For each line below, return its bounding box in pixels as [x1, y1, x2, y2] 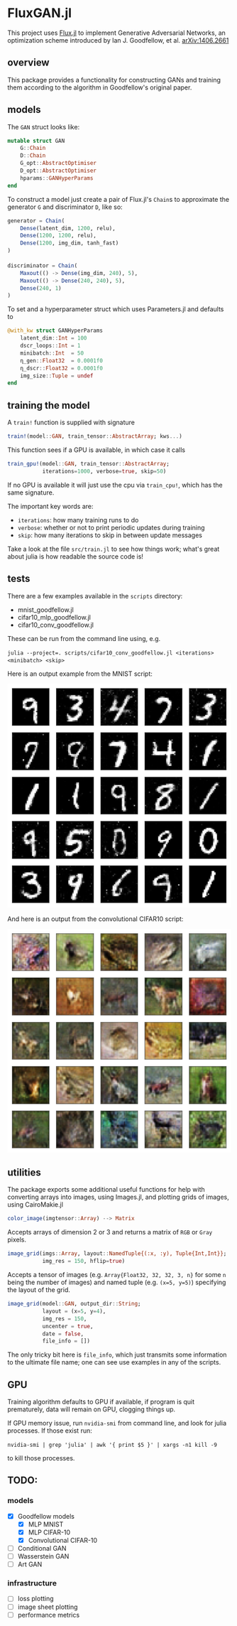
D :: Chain [20, 152, 46, 159]
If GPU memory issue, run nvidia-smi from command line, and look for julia [7, 1419, 227, 1428]
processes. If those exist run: [7, 1426, 92, 1435]
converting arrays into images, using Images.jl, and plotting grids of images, [7, 1192, 229, 1202]
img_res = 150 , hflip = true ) [42, 1258, 126, 1265]
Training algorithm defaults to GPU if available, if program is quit [7, 1398, 195, 1406]
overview [7, 57, 50, 69]
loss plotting [17, 1594, 55, 1603]
